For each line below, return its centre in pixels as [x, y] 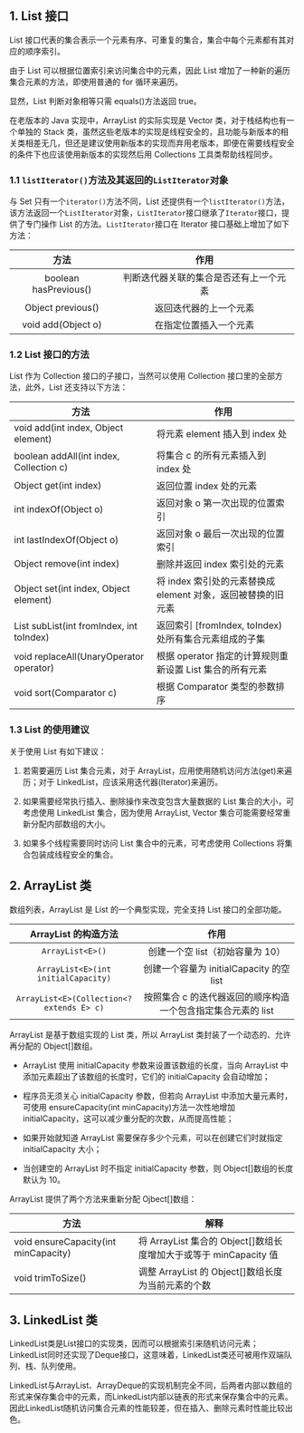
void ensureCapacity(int [65, 1242]
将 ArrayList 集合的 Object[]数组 [206, 1241]
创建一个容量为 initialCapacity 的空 [217, 968]
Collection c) [41, 468]
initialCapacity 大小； [62, 1148]
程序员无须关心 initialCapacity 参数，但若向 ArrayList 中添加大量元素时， [157, 1096]
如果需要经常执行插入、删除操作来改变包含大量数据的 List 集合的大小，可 [158, 801]
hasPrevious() [62, 290]
